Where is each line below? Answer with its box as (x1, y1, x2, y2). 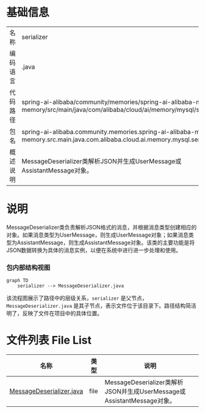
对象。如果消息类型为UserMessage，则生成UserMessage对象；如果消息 (6, 231, 189, 239)
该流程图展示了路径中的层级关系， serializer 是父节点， (6, 294, 148, 302)
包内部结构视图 (6, 263, 51, 272)
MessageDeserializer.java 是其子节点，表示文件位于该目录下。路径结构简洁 (6, 302, 196, 310)
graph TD (6, 278, 29, 284)
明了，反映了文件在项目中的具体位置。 (6, 310, 103, 317)
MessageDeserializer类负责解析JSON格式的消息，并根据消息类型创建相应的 (6, 223, 197, 231)
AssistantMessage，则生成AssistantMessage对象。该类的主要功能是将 (16, 239, 195, 246)
